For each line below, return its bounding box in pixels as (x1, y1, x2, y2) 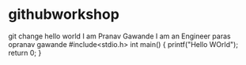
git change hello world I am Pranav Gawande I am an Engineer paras (8, 31, 231, 41)
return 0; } (8, 48, 42, 57)
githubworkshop (8, 5, 120, 23)
